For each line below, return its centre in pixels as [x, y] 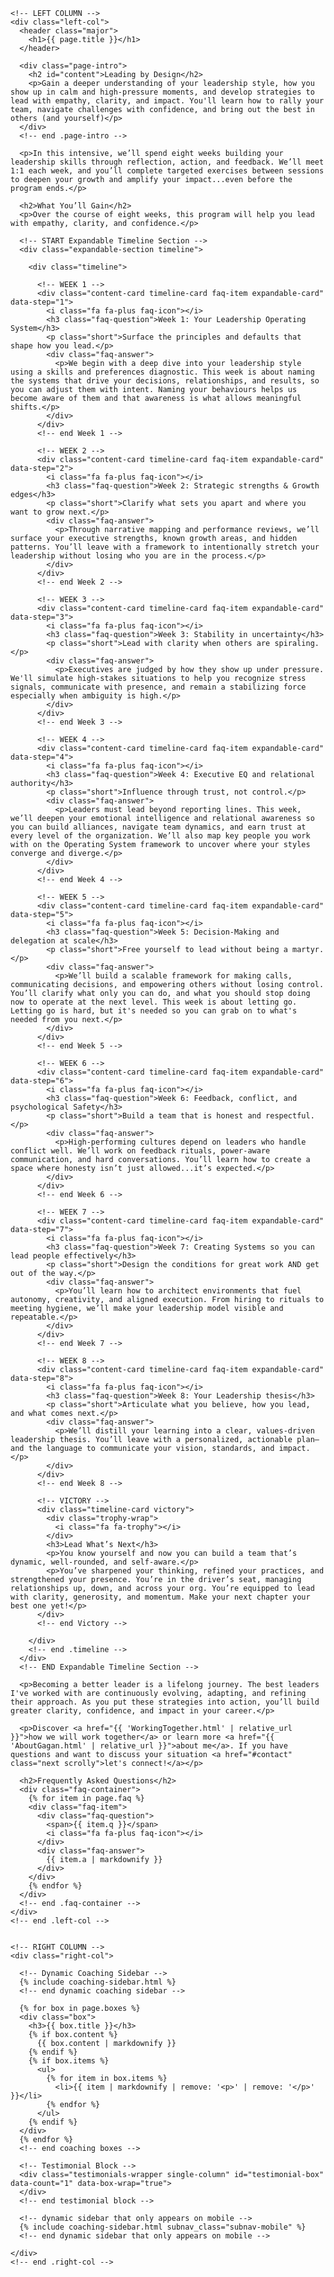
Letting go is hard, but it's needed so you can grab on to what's [154, 1011]
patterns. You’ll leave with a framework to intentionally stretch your [165, 547]
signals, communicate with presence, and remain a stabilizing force [158, 687]
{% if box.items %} [69, 2061]
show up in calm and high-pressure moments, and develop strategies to [162, 92]
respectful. [290, 1116]
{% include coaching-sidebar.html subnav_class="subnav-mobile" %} [163, 2227]
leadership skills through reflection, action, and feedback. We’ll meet [167, 162]
